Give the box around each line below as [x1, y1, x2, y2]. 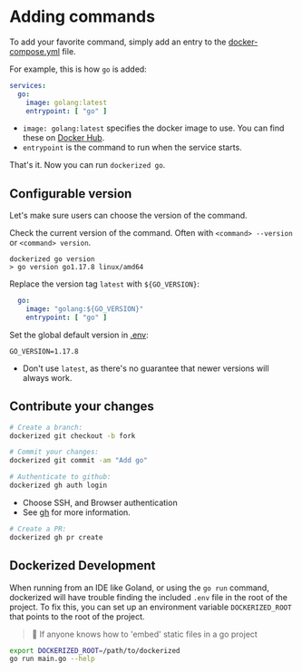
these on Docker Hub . [22, 132, 105, 143]
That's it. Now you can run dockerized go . [9, 160, 166, 170]
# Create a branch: [9, 423, 83, 432]
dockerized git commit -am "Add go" [9, 456, 148, 465]
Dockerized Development [9, 558, 156, 573]
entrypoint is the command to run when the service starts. [22, 142, 242, 153]
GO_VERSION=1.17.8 [9, 346, 79, 355]
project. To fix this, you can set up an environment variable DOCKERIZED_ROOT [9, 601, 292, 612]
